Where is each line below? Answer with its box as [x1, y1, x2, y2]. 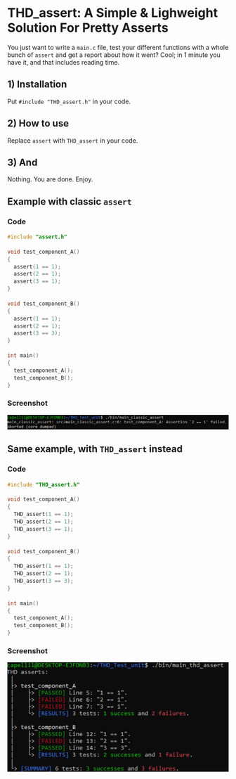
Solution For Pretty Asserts [7, 20, 169, 36]
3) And [7, 156, 38, 168]
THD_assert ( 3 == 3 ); [13, 578, 74, 585]
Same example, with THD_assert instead [7, 443, 183, 455]
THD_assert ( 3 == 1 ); [13, 525, 74, 532]
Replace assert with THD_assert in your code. [7, 136, 138, 145]
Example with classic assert [7, 195, 132, 207]
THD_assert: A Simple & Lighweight [7, 5, 218, 21]
